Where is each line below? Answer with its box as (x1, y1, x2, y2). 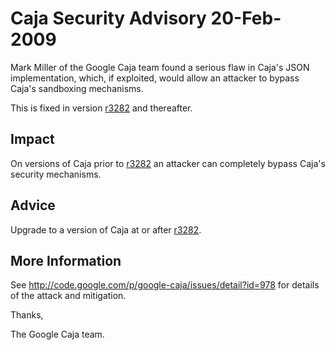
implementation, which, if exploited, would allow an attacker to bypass (10, 72, 300, 84)
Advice (10, 197, 56, 214)
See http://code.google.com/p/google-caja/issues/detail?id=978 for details (10, 279, 320, 291)
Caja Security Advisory (10, 7, 207, 30)
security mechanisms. (10, 168, 102, 180)
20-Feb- (210, 7, 282, 30)
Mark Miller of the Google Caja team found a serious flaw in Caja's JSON (10, 61, 310, 73)
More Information (10, 252, 122, 269)
